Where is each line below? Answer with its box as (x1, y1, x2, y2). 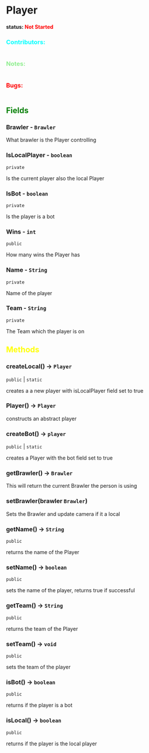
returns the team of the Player (6, 625, 78, 632)
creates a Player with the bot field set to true (6, 454, 113, 461)
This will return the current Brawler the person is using (6, 482, 137, 489)
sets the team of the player (6, 663, 71, 670)
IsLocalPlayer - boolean (6, 151, 72, 159)
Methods (6, 345, 40, 355)
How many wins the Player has (6, 251, 80, 258)
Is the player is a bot (6, 212, 55, 220)
